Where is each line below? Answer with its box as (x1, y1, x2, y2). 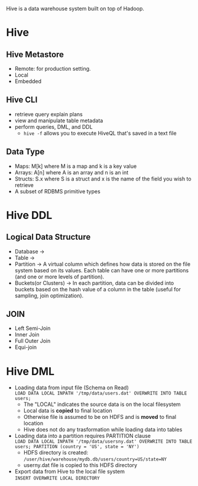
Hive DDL (6, 208, 53, 222)
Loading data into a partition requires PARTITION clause (14, 433, 151, 440)
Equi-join (14, 344, 37, 351)
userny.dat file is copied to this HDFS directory (23, 462, 138, 469)
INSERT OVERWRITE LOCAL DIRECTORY (14, 475, 100, 481)
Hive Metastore (6, 49, 64, 59)
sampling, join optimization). (14, 292, 84, 299)
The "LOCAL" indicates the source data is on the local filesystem (23, 401, 181, 408)
